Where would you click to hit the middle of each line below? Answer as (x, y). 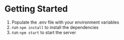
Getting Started (36, 9)
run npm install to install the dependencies (55, 27)
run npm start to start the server (44, 32)
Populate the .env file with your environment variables (65, 22)
